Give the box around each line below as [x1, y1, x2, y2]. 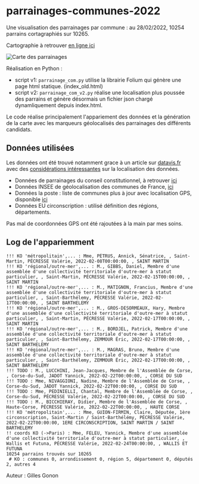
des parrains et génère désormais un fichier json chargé [14, 95, 153, 102]
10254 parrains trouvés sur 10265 [6, 451, 92, 457]
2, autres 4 [6, 461, 36, 467]
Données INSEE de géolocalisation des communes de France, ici [14, 183, 174, 190]
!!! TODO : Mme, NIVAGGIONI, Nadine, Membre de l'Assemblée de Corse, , [6, 378, 191, 384]
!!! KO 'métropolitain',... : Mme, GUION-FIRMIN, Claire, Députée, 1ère [6, 409, 191, 415]
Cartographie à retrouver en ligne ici [6, 42, 95, 49]
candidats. [6, 126, 32, 133]
